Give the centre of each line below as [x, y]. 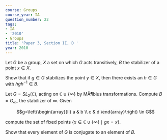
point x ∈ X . [18, 68]
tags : [11, 24]
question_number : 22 [27, 19]
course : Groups [21, 10]
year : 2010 [17, 48]
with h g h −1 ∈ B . [22, 83]
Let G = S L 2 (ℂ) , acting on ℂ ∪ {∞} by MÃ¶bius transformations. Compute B [84, 95]
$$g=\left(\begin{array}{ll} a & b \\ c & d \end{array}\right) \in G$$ [86, 111]
